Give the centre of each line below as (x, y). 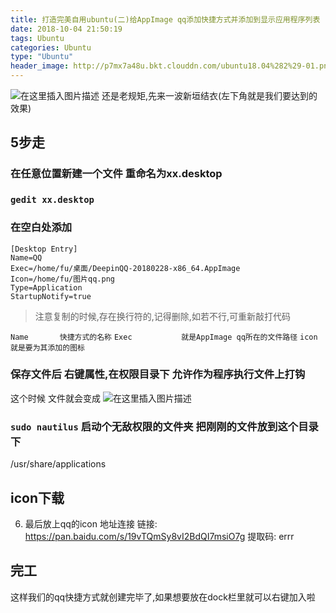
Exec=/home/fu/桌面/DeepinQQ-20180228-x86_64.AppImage (125, 268)
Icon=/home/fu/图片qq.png (62, 279)
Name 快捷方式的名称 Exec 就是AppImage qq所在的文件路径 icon (164, 337)
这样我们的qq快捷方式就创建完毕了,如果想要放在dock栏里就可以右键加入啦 (163, 597)
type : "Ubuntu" (42, 57)
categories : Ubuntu (51, 47)
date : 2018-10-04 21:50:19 (66, 29)
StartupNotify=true (51, 296)
